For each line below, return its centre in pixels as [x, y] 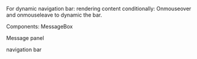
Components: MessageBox [40, 27]
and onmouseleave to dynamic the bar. [54, 15]
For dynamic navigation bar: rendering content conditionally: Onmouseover [99, 9]
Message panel [25, 38]
